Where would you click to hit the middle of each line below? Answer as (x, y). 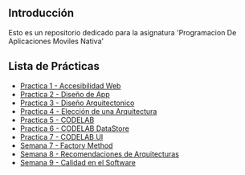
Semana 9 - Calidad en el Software (78, 162)
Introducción (41, 13)
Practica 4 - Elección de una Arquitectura (88, 111)
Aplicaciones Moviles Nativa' (56, 41)
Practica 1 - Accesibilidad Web (70, 85)
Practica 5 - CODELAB (57, 120)
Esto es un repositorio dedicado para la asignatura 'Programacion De (122, 32)
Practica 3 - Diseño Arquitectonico (77, 103)
